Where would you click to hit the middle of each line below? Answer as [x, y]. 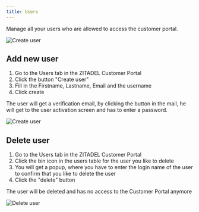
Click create [29, 92]
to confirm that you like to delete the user [65, 174]
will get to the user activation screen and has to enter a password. [87, 110]
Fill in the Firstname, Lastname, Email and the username [83, 86]
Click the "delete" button [45, 180]
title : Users [22, 12]
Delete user [28, 140]
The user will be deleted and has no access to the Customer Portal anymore [99, 192]
